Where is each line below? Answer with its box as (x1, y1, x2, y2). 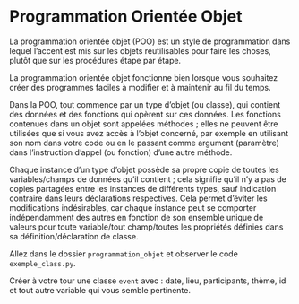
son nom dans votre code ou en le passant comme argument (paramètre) (9, 137, 280, 148)
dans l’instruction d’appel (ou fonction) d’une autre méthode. (9, 146, 233, 158)
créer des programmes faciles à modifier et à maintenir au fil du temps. (9, 82, 271, 92)
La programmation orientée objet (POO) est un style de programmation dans (9, 36, 291, 47)
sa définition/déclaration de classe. (9, 230, 139, 241)
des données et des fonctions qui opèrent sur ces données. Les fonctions (9, 109, 282, 119)
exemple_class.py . (9, 257, 76, 268)
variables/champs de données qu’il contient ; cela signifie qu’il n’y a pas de (9, 173, 286, 185)
